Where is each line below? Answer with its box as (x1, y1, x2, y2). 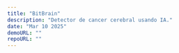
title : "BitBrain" (7, 10, 61, 17)
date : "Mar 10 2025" (7, 23, 68, 30)
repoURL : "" (7, 36, 42, 43)
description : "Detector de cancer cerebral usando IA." (7, 17, 173, 23)
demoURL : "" (7, 29, 42, 36)
